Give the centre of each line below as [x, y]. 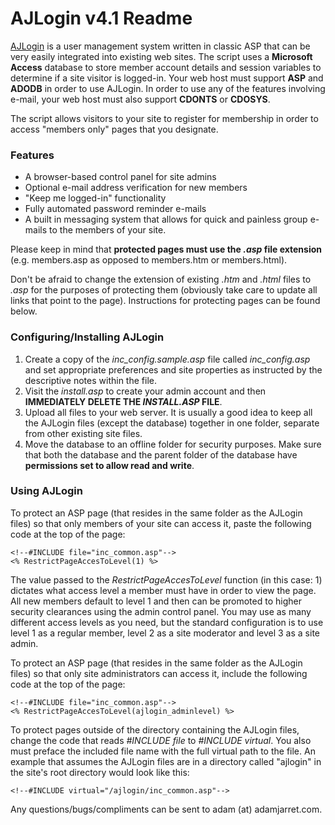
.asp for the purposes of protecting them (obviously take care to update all [164, 290]
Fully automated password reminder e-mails [115, 209]
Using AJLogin [46, 491]
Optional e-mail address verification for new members [136, 188]
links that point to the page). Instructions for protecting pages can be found [165, 301]
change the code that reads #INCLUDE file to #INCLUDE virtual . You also [161, 740]
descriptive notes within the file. [90, 380]
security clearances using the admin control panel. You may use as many [161, 611]
